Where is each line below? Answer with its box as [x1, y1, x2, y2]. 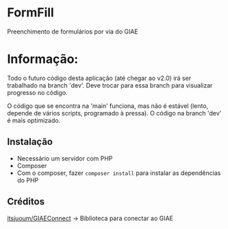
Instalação [7, 136, 53, 148]
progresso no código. [7, 88, 68, 96]
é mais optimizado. [7, 116, 61, 124]
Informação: [7, 51, 79, 67]
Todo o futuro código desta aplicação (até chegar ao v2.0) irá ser [7, 74, 192, 82]
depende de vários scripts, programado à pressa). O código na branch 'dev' [7, 109, 222, 117]
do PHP [16, 176, 39, 184]
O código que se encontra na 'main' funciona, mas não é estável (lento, [7, 101, 209, 110]
